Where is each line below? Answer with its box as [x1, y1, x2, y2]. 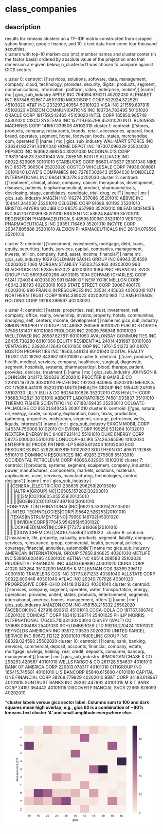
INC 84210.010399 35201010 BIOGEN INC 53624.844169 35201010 [5, 211, 140, 216]
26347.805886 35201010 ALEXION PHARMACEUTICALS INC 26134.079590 [5, 226, 157, 232]
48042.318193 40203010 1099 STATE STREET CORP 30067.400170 [5, 282, 141, 288]
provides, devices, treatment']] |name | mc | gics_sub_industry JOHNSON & [5, 369, 157, 375]
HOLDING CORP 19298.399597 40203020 [5, 298, 90, 303]
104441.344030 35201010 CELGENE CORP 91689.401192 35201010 [5, 201, 140, 206]
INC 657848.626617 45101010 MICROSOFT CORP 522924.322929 [5, 97, 138, 103]
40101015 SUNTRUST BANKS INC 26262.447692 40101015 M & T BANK [5, 680, 149, 685]
